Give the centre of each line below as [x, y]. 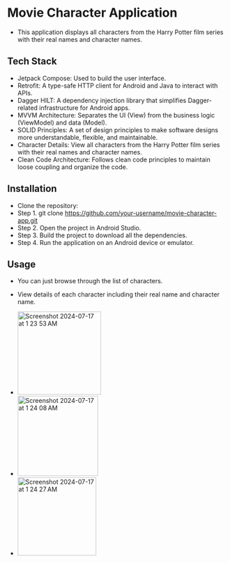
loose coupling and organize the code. [72, 167]
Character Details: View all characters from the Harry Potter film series [118, 145]
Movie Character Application [92, 13]
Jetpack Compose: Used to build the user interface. [92, 78]
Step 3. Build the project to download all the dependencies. [102, 235]
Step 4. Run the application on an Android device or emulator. [106, 242]
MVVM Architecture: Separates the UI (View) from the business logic [116, 115]
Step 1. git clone [40, 213]
